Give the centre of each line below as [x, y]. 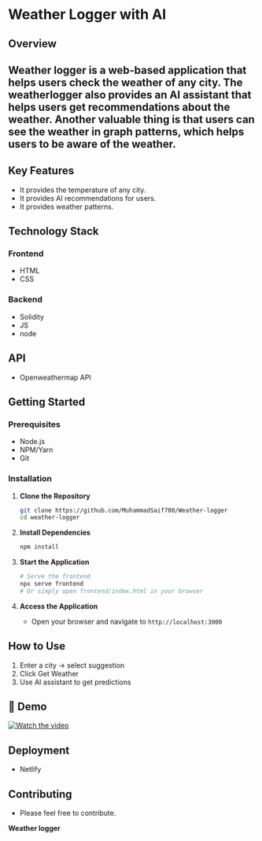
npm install [39, 547]
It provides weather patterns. [66, 206]
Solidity [32, 317]
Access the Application [59, 606]
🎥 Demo [28, 707]
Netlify [30, 769]
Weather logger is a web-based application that [127, 70]
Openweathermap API [55, 377]
